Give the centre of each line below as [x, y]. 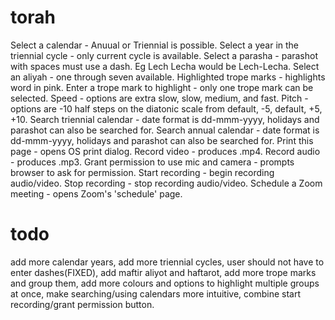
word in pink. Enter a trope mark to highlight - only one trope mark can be [162, 87]
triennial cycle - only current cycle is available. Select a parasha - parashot [164, 55]
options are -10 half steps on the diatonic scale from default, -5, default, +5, [166, 108]
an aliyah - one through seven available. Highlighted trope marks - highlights [168, 77]
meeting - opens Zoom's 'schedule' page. [96, 193]
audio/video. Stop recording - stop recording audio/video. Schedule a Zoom [166, 183]
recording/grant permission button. [82, 304]
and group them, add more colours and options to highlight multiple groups [165, 283]
